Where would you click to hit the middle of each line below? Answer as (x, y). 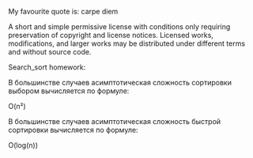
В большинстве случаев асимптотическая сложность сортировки (120, 83)
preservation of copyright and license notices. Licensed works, (111, 35)
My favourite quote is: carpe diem (63, 11)
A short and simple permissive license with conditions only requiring (119, 26)
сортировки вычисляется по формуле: (73, 130)
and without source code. (50, 52)
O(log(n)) (23, 145)
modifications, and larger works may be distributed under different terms (127, 43)
